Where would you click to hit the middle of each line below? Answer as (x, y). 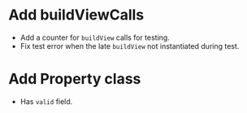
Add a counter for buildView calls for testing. (95, 37)
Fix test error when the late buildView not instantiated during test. (130, 46)
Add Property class (75, 79)
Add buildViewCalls (76, 15)
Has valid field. (46, 101)
